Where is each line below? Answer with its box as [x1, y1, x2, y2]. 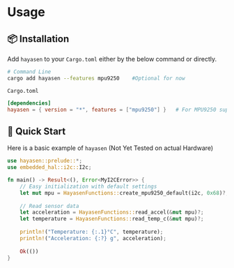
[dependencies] [7, 99, 52, 107]
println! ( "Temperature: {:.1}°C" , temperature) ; [19, 228, 164, 236]
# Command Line [7, 68, 52, 75]
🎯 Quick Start [7, 125, 66, 137]
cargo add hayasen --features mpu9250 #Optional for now [7, 75, 186, 82]
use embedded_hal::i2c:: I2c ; [7, 164, 92, 171]
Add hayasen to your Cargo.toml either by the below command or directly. [7, 55, 217, 63]
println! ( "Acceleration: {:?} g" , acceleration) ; [19, 234, 167, 241]
